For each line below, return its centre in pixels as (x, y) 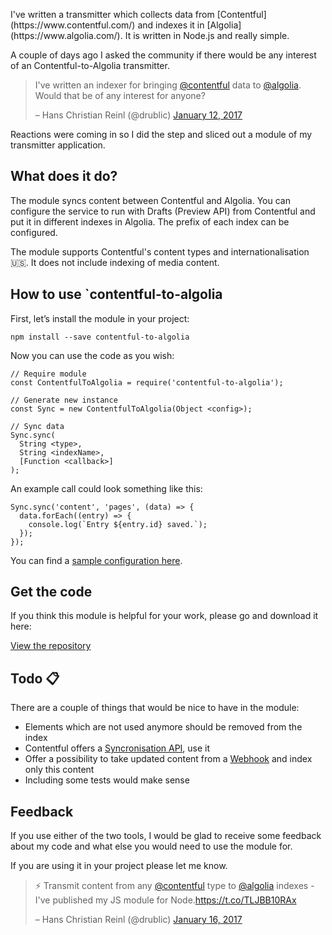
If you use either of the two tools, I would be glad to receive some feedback (166, 836)
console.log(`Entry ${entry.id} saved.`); (118, 524)
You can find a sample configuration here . (96, 560)
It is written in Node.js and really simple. (207, 35)
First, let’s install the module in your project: (100, 318)
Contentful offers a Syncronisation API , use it (117, 748)
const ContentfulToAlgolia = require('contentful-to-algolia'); (147, 382)
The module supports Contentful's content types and (119, 251)
